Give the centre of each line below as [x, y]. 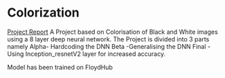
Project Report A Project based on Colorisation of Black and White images [112, 32]
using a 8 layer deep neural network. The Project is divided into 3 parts [108, 39]
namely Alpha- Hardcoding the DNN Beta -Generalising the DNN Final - [109, 46]
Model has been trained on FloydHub [60, 67]
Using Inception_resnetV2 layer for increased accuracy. [87, 54]
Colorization [43, 13]
